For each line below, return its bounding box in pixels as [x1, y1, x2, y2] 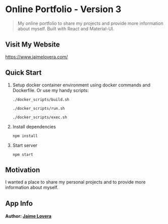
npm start [12, 152, 34, 157]
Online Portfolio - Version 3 [5, 4, 122, 15]
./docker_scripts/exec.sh [12, 115, 67, 120]
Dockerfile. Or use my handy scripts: [12, 87, 89, 93]
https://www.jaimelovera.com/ [5, 54, 68, 60]
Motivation [5, 165, 40, 174]
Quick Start [5, 68, 42, 77]
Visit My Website [5, 40, 60, 49]
